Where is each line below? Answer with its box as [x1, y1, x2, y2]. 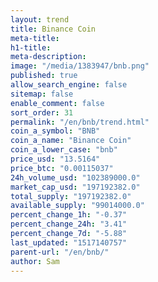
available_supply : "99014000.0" [10, 201, 145, 211]
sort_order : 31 [10, 107, 74, 118]
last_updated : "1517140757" [10, 237, 128, 248]
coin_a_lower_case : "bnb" [10, 145, 118, 155]
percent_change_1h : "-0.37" [10, 210, 128, 220]
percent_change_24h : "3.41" [10, 219, 128, 230]
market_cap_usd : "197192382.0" [10, 182, 141, 192]
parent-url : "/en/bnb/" [10, 247, 110, 257]
